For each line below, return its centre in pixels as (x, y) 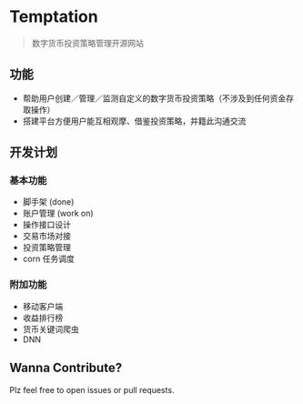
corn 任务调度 (48, 259)
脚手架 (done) (48, 202)
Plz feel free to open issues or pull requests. (92, 389)
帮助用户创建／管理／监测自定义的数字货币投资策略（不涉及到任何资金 (154, 98)
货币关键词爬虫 (50, 328)
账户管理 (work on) (58, 213)
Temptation (54, 17)
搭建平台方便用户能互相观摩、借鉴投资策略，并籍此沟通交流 (134, 121)
